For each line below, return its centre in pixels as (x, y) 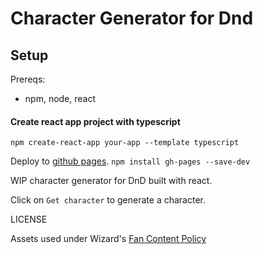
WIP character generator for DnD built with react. (111, 181)
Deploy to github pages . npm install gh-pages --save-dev (130, 161)
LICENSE (29, 219)
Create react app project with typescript (95, 121)
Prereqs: (28, 79)
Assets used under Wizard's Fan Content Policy (108, 239)
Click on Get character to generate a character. (108, 200)
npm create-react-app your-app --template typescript (125, 143)
